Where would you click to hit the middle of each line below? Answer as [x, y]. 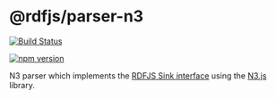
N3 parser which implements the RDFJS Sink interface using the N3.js [138, 75]
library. [22, 85]
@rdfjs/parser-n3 [77, 16]
